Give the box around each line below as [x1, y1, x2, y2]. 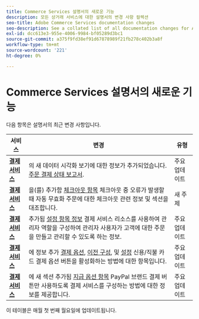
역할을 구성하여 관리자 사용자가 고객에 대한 [41, 224, 153, 232]
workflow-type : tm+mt [6, 42, 60, 48]
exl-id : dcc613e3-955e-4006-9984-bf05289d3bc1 [6, 31, 123, 37]
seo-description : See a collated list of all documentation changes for [6, 25, 190, 31]
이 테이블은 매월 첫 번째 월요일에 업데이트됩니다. [6, 307, 117, 314]
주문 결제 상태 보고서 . [28, 170, 85, 178]
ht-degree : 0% [6, 53, 41, 59]
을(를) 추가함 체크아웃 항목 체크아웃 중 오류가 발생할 [28, 186, 165, 194]
